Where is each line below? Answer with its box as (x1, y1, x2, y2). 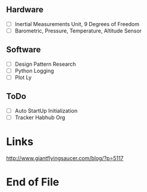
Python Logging (14, 67, 54, 74)
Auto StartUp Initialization (14, 107, 78, 114)
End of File (6, 175, 60, 188)
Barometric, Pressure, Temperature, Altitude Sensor (14, 27, 142, 34)
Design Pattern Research (14, 60, 76, 68)
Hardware (6, 5, 43, 15)
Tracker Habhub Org (14, 114, 65, 121)
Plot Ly (14, 73, 32, 81)
